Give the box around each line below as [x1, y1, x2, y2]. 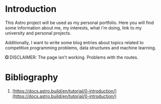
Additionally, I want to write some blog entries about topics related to [5, 39, 144, 45]
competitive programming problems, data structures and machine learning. [5, 45, 157, 51]
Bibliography [5, 72, 58, 83]
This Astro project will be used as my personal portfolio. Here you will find [5, 20, 154, 26]
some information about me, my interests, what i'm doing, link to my [5, 25, 142, 30]
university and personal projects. [5, 30, 71, 36]
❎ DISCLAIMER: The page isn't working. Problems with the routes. [5, 54, 138, 60]
